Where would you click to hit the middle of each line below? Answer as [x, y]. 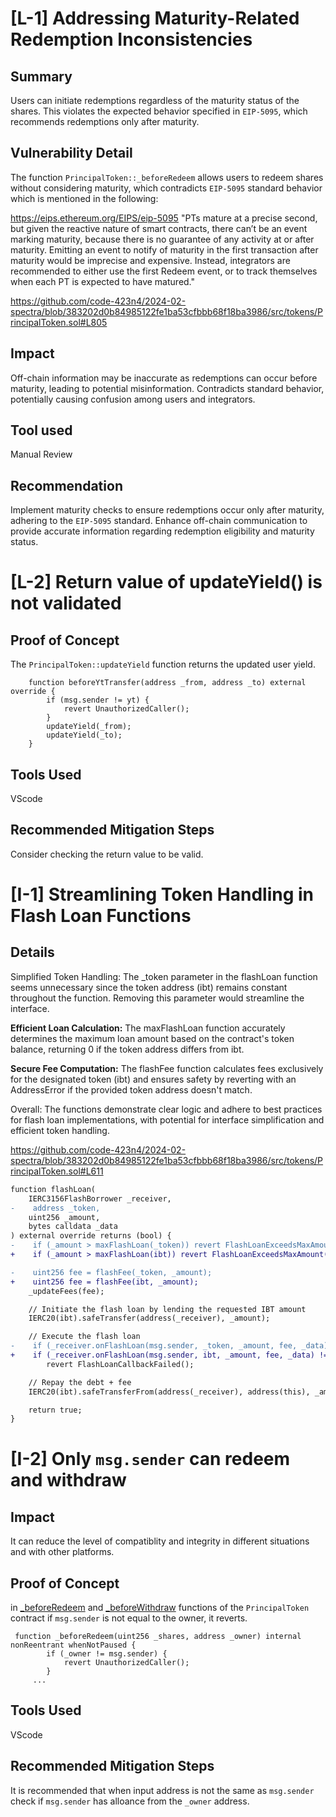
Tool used [41, 430]
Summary [41, 76]
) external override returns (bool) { [91, 1236]
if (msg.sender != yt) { [98, 700]
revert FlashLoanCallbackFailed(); [120, 1364]
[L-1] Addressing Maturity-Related [155, 18]
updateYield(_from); [89, 727]
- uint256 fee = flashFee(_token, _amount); [111, 1272]
